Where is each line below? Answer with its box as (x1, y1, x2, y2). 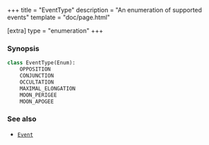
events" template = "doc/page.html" (7, 13, 111, 21)
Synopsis (7, 43, 39, 53)
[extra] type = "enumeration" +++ (7, 27, 104, 35)
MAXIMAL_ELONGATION (19, 85, 76, 92)
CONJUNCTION (19, 72, 54, 79)
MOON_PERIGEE (19, 91, 57, 99)
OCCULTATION (19, 79, 54, 86)
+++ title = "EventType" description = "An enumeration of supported (7, 6, 202, 14)
